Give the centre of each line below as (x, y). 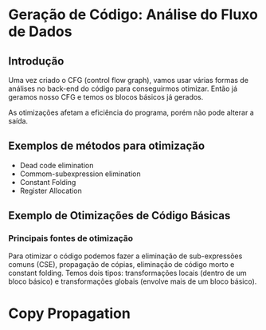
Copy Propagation (70, 313)
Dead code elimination (57, 165)
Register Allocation (51, 191)
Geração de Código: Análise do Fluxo (133, 15)
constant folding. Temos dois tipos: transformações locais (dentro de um (127, 273)
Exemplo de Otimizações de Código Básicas (119, 216)
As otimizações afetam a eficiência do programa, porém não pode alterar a (131, 112)
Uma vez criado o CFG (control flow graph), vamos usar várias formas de (129, 80)
